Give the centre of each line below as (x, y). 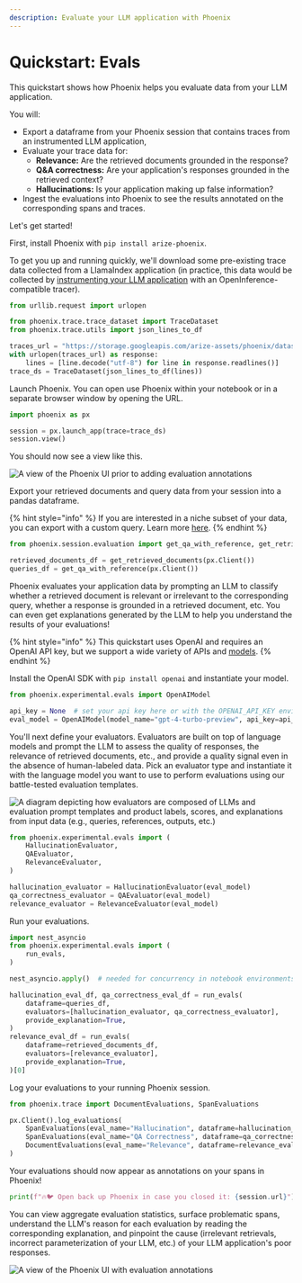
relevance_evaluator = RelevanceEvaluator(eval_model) (114, 904)
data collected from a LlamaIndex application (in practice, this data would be (151, 270)
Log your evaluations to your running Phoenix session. (110, 1087)
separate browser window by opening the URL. (97, 398)
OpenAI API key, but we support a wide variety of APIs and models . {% (141, 651)
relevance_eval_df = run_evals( (70, 1037)
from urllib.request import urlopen (78, 305)
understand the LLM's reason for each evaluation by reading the (128, 1224)
